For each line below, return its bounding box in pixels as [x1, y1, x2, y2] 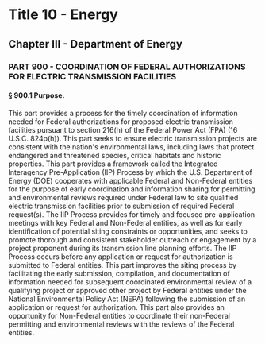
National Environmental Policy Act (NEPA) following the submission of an [8, 294, 246, 303]
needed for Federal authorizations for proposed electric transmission [8, 117, 234, 126]
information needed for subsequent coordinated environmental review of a [8, 276, 252, 287]
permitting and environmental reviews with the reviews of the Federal [8, 319, 235, 329]
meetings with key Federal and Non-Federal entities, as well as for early [8, 218, 243, 227]
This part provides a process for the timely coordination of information [8, 108, 238, 118]
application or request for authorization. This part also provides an [8, 302, 225, 311]
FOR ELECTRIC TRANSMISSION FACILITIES [8, 71, 177, 82]
